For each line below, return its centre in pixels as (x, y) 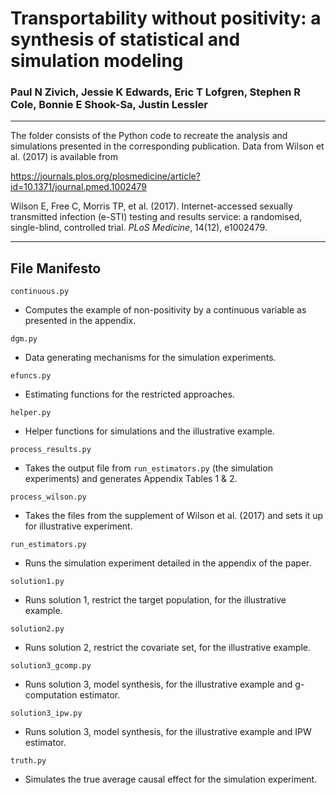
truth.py (28, 761)
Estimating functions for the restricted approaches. (129, 394)
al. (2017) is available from (64, 157)
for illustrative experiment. (78, 526)
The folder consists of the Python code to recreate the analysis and (149, 136)
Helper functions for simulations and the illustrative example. (149, 431)
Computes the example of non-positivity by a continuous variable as (165, 310)
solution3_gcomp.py (51, 666)
